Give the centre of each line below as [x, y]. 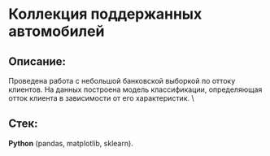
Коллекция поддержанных [105, 14]
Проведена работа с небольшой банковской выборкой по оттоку [122, 81]
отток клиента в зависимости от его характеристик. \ [102, 98]
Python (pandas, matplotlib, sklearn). [71, 143]
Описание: [37, 61]
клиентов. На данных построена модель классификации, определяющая [135, 89]
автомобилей [57, 31]
